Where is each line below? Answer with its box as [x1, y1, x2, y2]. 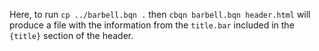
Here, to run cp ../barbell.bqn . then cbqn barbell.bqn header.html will [9, 9, 311, 20]
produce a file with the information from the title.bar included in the [9, 19, 295, 31]
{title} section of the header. [9, 30, 134, 41]
